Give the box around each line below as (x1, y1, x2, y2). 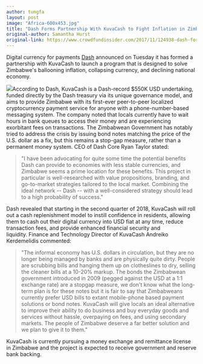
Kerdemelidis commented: (6, 237, 71, 244)
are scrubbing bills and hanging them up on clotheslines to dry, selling (21, 262, 196, 269)
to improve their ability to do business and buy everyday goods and (21, 307, 189, 314)
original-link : (6, 37, 45, 43)
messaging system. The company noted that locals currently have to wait (6, 111, 189, 118)
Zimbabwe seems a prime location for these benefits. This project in (21, 167, 191, 175)
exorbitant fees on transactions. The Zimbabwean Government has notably (6, 124, 193, 131)
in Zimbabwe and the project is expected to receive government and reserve (6, 344, 197, 351)
